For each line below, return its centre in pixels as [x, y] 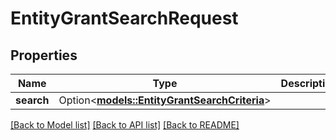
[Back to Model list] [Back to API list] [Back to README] [125, 125]
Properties [44, 55]
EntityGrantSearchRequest [124, 18]
